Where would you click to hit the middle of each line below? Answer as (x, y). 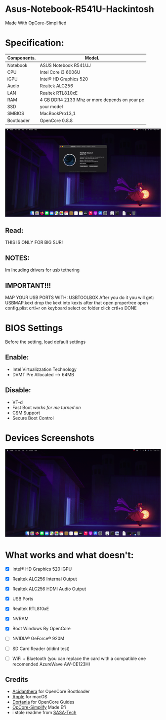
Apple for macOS (30, 697)
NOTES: (18, 258)
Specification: (35, 43)
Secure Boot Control (33, 418)
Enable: (17, 357)
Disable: (18, 390)
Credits (17, 680)
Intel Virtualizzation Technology (44, 369)
